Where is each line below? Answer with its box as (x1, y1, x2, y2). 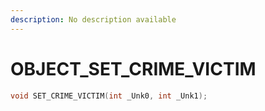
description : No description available (10, 14, 177, 25)
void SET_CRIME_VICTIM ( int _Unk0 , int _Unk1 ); (10, 91, 208, 101)
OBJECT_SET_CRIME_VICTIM (10, 57, 257, 80)
